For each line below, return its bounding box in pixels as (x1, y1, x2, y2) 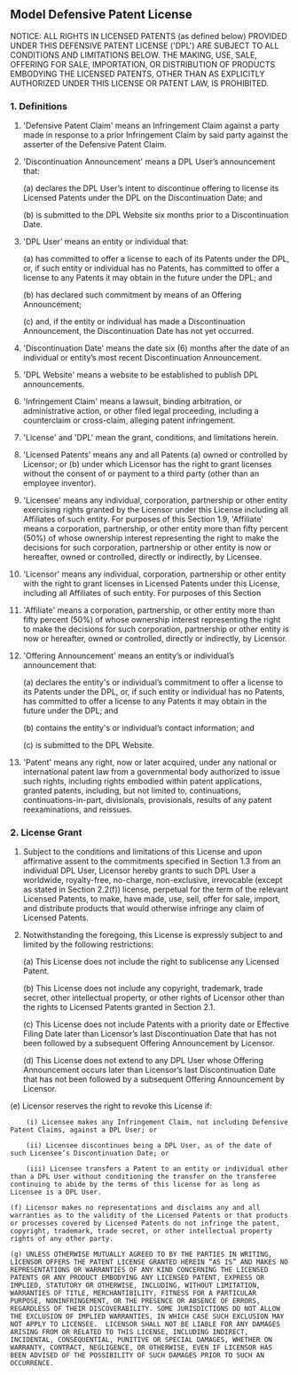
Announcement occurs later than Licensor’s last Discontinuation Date (22, 1065, 276, 1076)
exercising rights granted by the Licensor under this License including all (22, 505, 289, 515)
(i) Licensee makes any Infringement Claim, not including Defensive (26, 1118, 289, 1127)
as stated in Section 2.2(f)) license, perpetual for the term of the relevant (22, 884, 289, 895)
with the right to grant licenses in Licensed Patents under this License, (22, 578, 280, 589)
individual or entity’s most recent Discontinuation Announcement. (22, 353, 263, 363)
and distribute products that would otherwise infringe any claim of (22, 903, 265, 914)
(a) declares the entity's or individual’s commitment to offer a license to (22, 677, 283, 687)
